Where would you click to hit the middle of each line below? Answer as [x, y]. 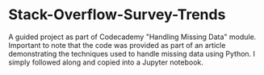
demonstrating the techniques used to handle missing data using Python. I [132, 53]
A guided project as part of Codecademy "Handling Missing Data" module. [132, 37]
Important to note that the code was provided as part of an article [117, 45]
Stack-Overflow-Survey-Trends [117, 15]
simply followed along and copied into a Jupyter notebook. [106, 62]
